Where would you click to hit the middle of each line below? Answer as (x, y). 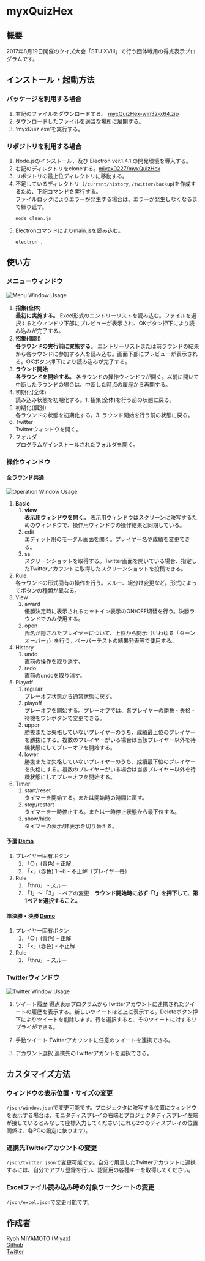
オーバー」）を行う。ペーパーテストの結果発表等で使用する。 (101, 640)
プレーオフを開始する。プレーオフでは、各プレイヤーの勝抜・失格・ (110, 710)
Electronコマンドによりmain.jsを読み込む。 (69, 230)
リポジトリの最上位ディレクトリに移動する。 (71, 176)
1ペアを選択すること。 (52, 901)
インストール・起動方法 (50, 80)
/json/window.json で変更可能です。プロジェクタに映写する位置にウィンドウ (102, 1108)
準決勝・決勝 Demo (31, 916)
